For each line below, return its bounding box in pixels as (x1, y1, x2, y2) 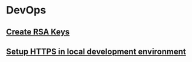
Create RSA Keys (6, 27, 70, 37)
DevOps (6, 4, 47, 17)
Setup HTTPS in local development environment (6, 46, 187, 56)
